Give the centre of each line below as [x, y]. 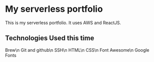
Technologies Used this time [50, 38]
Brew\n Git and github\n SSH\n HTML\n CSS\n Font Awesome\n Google [77, 50]
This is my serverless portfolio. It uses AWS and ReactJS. [63, 23]
